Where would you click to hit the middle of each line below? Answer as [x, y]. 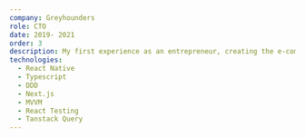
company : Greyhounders [52, 18]
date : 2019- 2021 [42, 34]
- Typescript [42, 77]
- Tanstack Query [50, 119]
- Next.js [36, 94]
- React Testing [48, 111]
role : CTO [28, 26]
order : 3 [26, 43]
